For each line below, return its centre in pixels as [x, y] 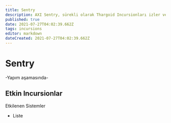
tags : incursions [24, 29]
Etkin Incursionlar [34, 94]
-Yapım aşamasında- [27, 77]
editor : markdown [24, 34]
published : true [22, 19]
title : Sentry [20, 10]
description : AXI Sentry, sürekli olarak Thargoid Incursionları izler [83, 15]
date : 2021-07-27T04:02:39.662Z [39, 24]
